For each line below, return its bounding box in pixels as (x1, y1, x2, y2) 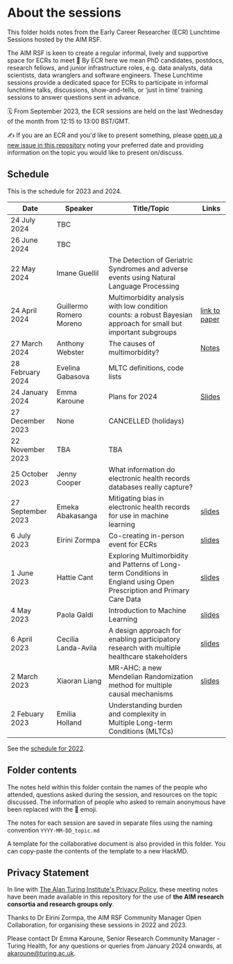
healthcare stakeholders (108, 652, 188, 661)
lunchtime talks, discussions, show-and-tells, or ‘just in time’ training (7, 86, 203, 94)
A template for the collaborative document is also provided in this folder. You (7, 840, 226, 848)
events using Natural (108, 273, 175, 282)
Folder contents (7, 764, 78, 776)
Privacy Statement (7, 867, 89, 878)
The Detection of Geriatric (108, 255, 193, 265)
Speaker (64, 203, 94, 213)
